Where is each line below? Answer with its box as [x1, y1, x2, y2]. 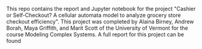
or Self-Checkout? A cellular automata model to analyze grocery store [6, 11, 181, 19]
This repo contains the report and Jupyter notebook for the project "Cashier [6, 5, 196, 12]
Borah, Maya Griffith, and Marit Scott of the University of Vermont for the [6, 24, 189, 31]
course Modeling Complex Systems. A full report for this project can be [6, 31, 184, 38]
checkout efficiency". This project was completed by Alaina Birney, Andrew [6, 18, 194, 25]
